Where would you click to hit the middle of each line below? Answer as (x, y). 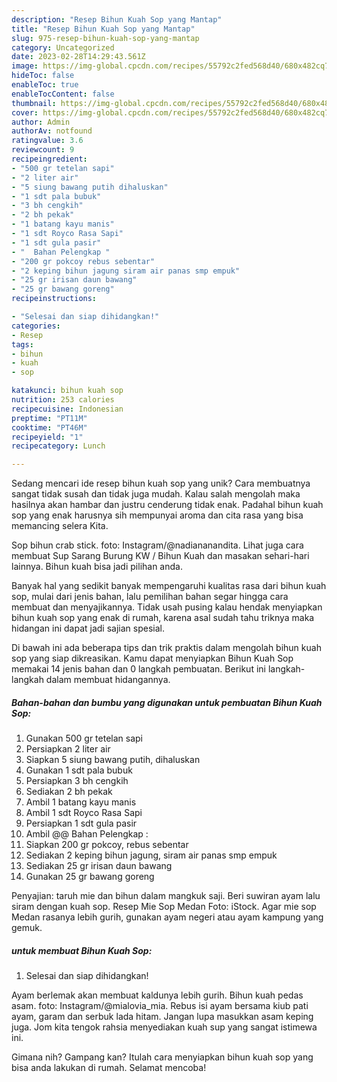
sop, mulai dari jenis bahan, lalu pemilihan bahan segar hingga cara (150, 597)
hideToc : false (43, 76)
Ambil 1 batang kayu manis (81, 802)
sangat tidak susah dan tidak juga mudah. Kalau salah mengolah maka (156, 494)
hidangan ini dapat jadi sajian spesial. (88, 628)
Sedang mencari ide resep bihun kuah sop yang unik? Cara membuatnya (161, 483)
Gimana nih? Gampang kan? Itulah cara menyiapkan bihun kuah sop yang (162, 1057)
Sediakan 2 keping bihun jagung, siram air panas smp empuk (151, 855)
